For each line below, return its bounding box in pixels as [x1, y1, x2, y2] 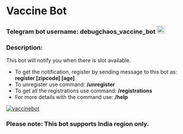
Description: [6, 43, 43, 52]
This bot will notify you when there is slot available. [6, 57, 131, 64]
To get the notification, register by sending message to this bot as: [14, 68, 178, 75]
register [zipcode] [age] [14, 75, 75, 82]
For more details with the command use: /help [14, 94, 128, 101]
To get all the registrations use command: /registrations [14, 87, 153, 94]
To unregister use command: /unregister [14, 81, 115, 88]
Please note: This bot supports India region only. [6, 120, 150, 128]
